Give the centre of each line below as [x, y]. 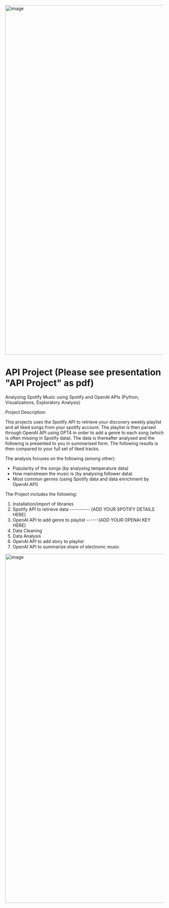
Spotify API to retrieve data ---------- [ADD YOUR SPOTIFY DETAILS [83, 509]
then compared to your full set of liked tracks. [52, 449]
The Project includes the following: [41, 494]
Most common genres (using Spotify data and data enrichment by [81, 479]
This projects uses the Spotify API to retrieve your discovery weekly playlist [83, 422]
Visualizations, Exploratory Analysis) [43, 402]
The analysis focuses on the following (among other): [60, 458]
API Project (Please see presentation [83, 372]
